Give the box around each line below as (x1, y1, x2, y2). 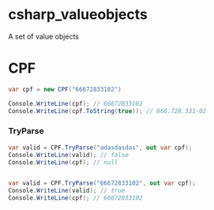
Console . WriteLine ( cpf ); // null (8, 158, 118, 167)
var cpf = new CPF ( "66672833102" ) (8, 85, 122, 93)
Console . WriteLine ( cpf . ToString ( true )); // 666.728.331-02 (8, 107, 207, 115)
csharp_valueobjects (8, 6, 148, 24)
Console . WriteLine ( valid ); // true (8, 187, 126, 195)
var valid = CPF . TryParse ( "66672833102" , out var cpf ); (8, 179, 196, 187)
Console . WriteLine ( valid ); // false (8, 151, 129, 159)
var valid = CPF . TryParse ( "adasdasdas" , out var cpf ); (8, 144, 193, 152)
